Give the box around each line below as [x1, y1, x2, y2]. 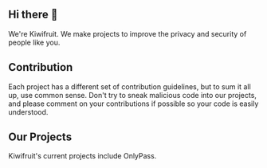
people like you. [8, 37, 61, 47]
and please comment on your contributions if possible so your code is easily [8, 99, 259, 108]
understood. [8, 107, 49, 116]
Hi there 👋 [8, 8, 58, 21]
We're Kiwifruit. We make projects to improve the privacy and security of [8, 29, 247, 38]
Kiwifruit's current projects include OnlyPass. [8, 151, 157, 161]
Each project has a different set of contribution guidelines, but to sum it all [8, 81, 251, 92]
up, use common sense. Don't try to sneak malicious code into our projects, [8, 90, 257, 100]
